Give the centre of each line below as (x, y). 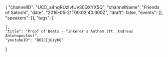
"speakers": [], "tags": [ (30, 18)
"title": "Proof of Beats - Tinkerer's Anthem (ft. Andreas (69, 31)
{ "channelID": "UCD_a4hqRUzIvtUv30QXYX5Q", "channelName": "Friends (82, 7)
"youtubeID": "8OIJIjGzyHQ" (35, 40)
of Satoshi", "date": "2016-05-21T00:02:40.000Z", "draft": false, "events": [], (84, 12)
